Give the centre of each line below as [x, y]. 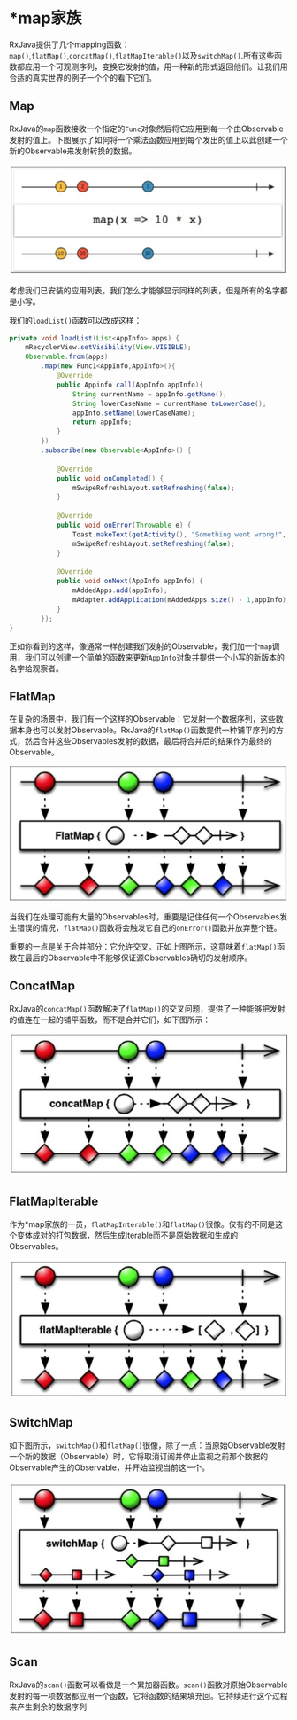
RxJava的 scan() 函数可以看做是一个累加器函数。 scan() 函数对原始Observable [148, 1685]
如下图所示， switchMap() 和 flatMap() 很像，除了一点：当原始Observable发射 [147, 1445]
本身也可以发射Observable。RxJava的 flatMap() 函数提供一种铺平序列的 [146, 730]
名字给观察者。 [36, 668]
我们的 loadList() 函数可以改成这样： [76, 320]
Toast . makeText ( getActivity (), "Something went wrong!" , [179, 534]
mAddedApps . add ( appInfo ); [120, 590]
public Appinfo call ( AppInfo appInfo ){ [129, 385]
